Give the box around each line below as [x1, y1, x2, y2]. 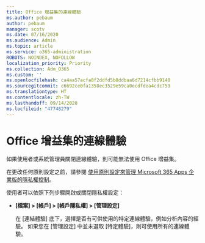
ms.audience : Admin [6, 37, 56, 43]
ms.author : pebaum [6, 15, 53, 21]
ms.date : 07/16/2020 [6, 32, 59, 38]
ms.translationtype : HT [6, 89, 67, 95]
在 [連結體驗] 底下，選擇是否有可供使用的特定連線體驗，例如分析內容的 [15, 215, 193, 222]
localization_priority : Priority [6, 60, 92, 66]
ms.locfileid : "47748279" [6, 105, 72, 112]
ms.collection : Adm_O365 [6, 65, 70, 72]
